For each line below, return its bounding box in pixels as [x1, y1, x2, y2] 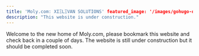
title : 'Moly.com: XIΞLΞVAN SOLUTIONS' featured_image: [6, 8, 147, 15]
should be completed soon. [6, 42, 73, 50]
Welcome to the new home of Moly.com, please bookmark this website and [6, 30, 190, 37]
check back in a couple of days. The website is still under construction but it [6, 37, 192, 44]
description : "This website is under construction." [6, 14, 139, 20]
